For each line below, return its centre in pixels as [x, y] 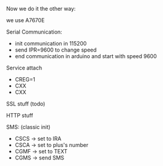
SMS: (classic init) [28, 127]
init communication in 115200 [51, 43]
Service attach [24, 68]
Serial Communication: [34, 32]
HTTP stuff [20, 115]
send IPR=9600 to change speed [56, 50]
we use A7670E [25, 20]
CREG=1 [25, 79]
